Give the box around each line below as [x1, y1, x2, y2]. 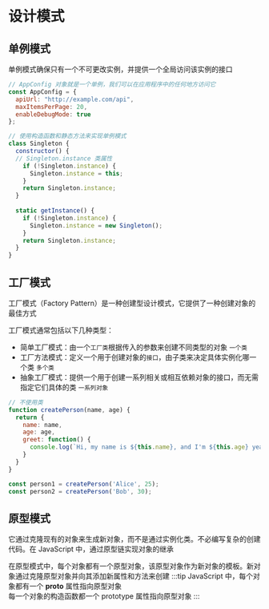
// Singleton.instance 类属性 [15, 154, 113, 163]
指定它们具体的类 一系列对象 [19, 382, 109, 392]
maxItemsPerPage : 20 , [15, 103, 88, 111]
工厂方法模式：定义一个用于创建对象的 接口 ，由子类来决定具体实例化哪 [19, 352, 250, 361]
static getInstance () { [15, 207, 94, 215]
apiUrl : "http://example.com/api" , [15, 95, 134, 103]
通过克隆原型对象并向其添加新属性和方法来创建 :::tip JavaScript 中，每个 [14, 571, 254, 581]
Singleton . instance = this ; [29, 169, 124, 177]
